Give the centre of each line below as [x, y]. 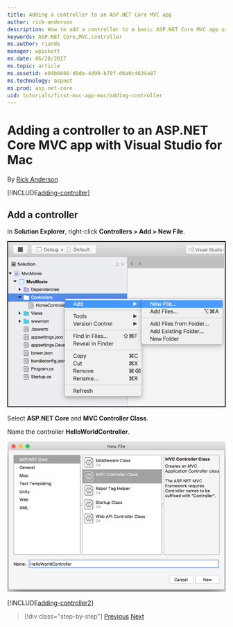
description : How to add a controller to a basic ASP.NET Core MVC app [113, 29]
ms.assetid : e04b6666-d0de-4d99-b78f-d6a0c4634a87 [82, 73]
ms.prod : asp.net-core [40, 88]
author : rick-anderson [40, 22]
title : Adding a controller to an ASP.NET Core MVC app [89, 15]
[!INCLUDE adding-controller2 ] [50, 603]
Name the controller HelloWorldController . [69, 432]
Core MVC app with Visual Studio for [115, 145]
